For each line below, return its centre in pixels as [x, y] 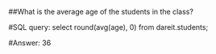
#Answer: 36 [30, 43]
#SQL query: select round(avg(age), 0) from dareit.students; [108, 27]
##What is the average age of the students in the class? [101, 12]
